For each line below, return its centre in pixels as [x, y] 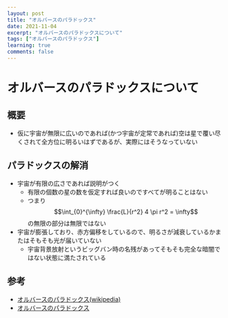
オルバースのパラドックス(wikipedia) [69, 299]
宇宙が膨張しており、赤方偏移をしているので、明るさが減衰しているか [116, 231]
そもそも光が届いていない [65, 240]
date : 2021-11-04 [32, 26]
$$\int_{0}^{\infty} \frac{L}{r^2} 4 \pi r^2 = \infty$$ [126, 212]
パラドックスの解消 [48, 166]
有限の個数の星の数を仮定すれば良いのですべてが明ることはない [118, 192]
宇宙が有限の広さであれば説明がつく [69, 183]
